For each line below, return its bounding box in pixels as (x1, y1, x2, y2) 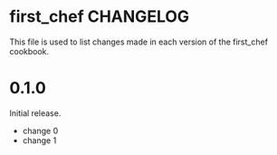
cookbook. (9, 45, 50, 56)
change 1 (22, 134, 57, 146)
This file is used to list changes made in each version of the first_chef (9, 36, 269, 47)
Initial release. (9, 107, 62, 119)
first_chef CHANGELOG (9, 6, 190, 27)
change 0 (22, 125, 59, 136)
